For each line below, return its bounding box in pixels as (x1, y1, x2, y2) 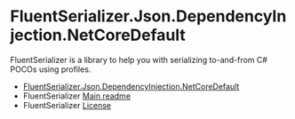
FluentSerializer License (22, 99, 112, 110)
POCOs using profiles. (10, 64, 92, 75)
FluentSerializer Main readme (22, 91, 132, 101)
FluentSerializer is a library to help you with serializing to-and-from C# (10, 54, 267, 65)
